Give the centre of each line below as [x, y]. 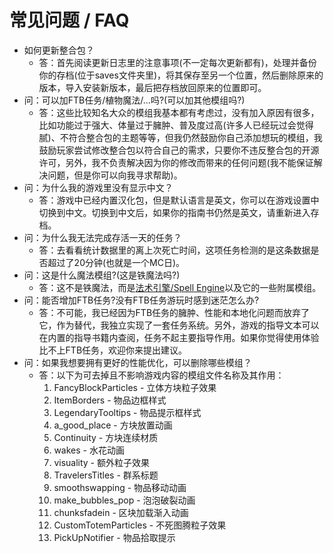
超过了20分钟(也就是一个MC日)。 [116, 262]
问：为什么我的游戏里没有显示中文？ [98, 187]
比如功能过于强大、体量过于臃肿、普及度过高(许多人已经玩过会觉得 [176, 125]
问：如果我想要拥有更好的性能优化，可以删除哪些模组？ [137, 362]
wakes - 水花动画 [89, 450]
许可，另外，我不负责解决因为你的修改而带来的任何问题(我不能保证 [176, 162]
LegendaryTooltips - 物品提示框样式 [127, 412]
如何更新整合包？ [59, 50]
